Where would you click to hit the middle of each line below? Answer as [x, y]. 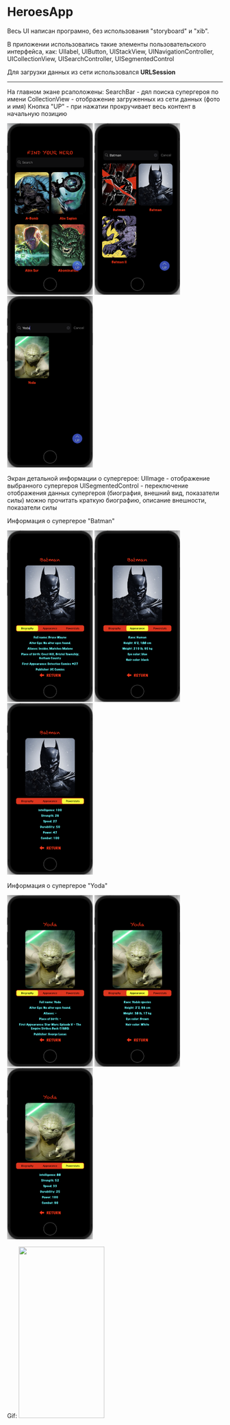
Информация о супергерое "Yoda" [57, 885]
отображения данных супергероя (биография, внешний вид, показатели [113, 493]
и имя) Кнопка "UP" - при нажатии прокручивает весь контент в [102, 106]
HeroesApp [40, 12]
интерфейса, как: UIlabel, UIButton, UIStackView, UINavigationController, [111, 51]
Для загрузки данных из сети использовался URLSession [91, 72]
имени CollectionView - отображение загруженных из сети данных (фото [114, 99]
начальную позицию [37, 113]
